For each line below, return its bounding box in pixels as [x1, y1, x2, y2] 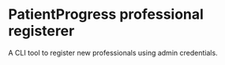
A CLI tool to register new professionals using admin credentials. [8, 48, 219, 57]
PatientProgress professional [8, 5, 204, 23]
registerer [8, 22, 75, 40]
